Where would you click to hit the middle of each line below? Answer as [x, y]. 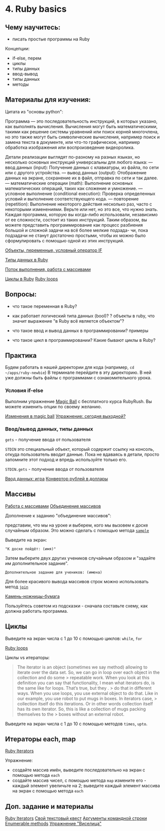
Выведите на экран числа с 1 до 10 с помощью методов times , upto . [76, 724]
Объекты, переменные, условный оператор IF [54, 250]
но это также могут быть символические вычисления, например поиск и [82, 137]
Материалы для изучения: [48, 100]
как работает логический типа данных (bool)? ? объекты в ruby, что [83, 316]
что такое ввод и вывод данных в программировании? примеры [80, 331]
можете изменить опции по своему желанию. [53, 406]
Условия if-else [24, 391]
